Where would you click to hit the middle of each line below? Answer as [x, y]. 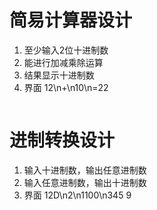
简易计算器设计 [71, 20]
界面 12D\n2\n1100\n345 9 [77, 195]
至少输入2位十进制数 [66, 50]
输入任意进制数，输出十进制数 [85, 182]
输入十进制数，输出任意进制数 [85, 170]
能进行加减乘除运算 [63, 62]
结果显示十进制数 [59, 75]
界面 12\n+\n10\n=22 [66, 87]
